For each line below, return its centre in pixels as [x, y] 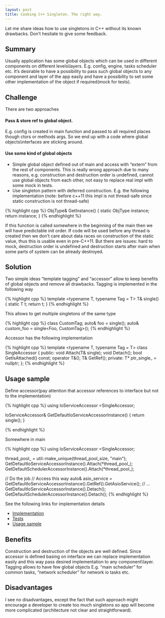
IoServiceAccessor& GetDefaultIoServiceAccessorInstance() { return [75, 415]
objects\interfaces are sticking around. [44, 142]
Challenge [21, 97]
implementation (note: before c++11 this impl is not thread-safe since [82, 196]
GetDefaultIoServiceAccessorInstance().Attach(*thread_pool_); [69, 464]
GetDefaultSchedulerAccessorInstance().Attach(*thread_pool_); [70, 469]
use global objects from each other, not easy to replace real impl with [82, 180]
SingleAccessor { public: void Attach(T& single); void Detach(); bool [74, 353]
